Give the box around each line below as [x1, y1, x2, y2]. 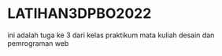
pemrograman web [7, 38, 69, 47]
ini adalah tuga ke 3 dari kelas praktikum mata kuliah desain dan [7, 30, 215, 40]
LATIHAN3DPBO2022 [7, 5, 152, 23]
